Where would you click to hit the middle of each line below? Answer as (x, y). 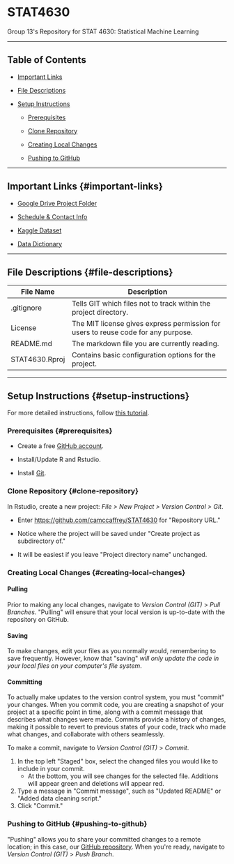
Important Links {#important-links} (85, 187)
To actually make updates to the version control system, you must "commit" (116, 697)
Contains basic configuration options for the (144, 355)
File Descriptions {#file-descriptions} (90, 272)
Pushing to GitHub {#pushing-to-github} (77, 824)
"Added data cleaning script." (60, 798)
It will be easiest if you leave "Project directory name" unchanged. (112, 554)
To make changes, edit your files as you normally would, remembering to (112, 651)
